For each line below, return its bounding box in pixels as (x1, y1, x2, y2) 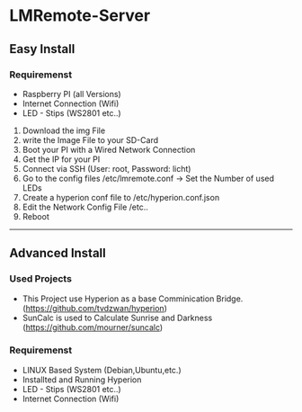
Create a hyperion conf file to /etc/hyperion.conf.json (22, 192, 220, 202)
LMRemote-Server (9, 5, 151, 26)
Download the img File (22, 125, 106, 136)
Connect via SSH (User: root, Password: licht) (22, 163, 191, 174)
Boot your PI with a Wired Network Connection (22, 144, 196, 155)
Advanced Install (9, 246, 106, 261)
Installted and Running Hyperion (22, 374, 142, 385)
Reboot (22, 210, 49, 221)
